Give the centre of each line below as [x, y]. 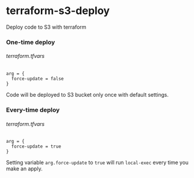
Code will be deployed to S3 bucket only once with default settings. [87, 95]
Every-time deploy [33, 109]
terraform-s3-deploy [58, 11]
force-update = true [36, 147]
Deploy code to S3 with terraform [46, 27]
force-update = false [38, 79]
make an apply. [24, 169]
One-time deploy [31, 42]
